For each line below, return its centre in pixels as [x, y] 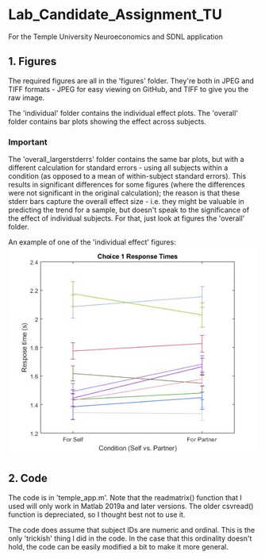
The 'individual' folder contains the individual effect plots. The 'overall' [123, 113]
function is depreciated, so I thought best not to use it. [97, 515]
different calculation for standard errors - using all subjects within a [118, 168]
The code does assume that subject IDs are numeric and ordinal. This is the [132, 530]
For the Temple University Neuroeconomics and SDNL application [116, 37]
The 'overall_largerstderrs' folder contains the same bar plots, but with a [126, 160]
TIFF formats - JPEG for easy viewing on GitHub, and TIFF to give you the [129, 89]
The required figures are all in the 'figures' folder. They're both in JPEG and [131, 80]
